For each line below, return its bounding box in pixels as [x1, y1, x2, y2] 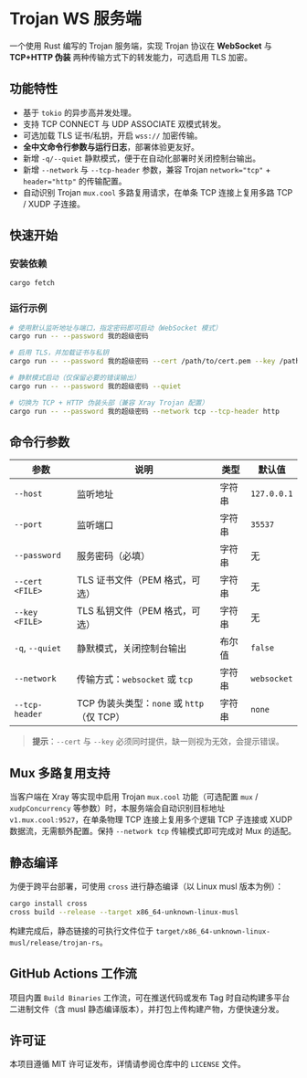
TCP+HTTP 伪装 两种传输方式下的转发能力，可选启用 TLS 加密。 [9, 51, 253, 62]
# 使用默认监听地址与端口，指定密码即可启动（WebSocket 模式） [9, 323, 222, 333]
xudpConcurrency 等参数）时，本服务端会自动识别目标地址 [9, 803, 226, 814]
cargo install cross [9, 899, 89, 909]
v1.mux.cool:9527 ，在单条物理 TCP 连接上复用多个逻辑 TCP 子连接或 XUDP [9, 814, 292, 825]
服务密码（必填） [76, 550, 151, 563]
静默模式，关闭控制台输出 [76, 642, 187, 655]
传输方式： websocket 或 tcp [76, 673, 194, 686]
